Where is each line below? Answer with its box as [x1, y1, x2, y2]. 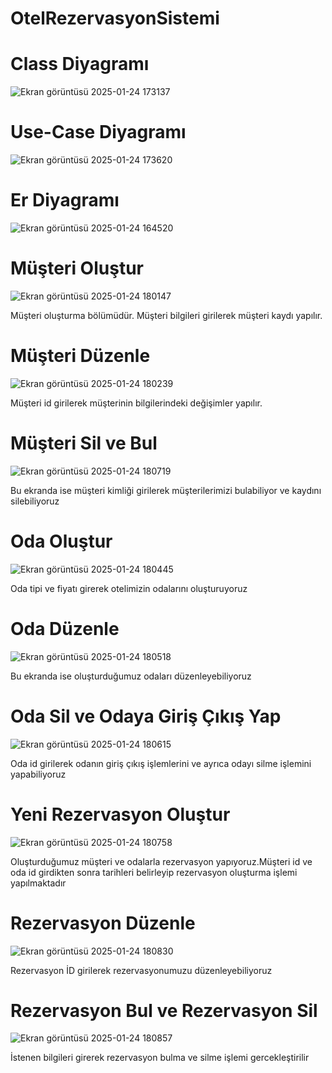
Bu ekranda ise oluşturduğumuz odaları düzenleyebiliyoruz [10, 670, 252, 682]
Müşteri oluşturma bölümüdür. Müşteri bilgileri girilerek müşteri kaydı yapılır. [10, 309, 323, 321]
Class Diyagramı [10, 53, 150, 76]
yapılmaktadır [10, 877, 67, 889]
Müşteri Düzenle [10, 345, 151, 367]
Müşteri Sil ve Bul [10, 432, 158, 455]
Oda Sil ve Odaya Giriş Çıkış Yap [10, 705, 282, 727]
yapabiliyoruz [10, 768, 67, 780]
